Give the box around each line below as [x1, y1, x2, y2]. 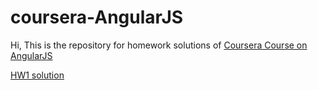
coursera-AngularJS [10, 6, 184, 29]
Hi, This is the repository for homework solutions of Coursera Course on [10, 39, 308, 51]
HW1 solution [10, 69, 65, 81]
